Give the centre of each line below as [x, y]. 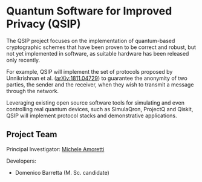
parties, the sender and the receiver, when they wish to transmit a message [100, 84]
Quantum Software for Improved [89, 11]
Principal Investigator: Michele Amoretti [55, 149]
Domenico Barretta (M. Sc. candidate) [62, 172]
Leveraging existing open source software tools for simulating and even [95, 102]
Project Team [32, 135]
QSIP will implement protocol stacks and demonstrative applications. [92, 115]
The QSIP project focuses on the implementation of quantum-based [91, 41]
